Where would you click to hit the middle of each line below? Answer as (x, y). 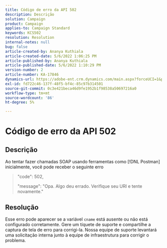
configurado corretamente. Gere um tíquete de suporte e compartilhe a (78, 224)
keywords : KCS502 (23, 33)
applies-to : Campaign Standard (38, 28)
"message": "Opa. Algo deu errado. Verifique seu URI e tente (80, 186)
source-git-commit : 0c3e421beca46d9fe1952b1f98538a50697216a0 (71, 88)
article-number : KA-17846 (32, 75)
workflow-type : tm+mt (28, 93)
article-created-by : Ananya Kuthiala (44, 51)
